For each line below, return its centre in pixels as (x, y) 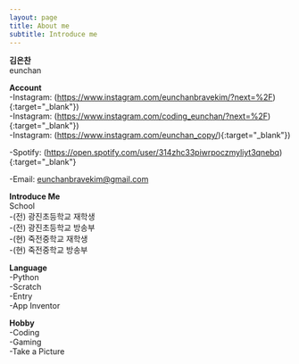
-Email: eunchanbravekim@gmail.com (79, 179)
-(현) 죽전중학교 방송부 (49, 250)
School (22, 206)
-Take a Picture (37, 352)
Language (28, 268)
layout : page (33, 17)
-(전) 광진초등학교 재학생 (52, 217)
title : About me (39, 26)
